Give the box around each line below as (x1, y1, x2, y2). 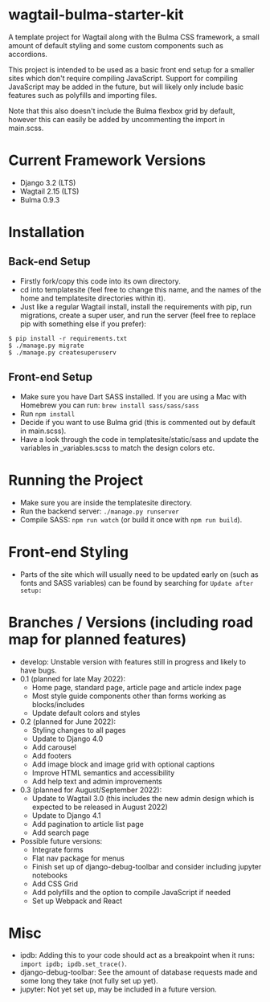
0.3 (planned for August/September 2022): (19, 785, 162, 795)
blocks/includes (31, 699, 85, 709)
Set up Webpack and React (31, 896, 123, 906)
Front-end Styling (8, 542, 129, 561)
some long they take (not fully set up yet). (19, 976, 158, 986)
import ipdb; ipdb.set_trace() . (19, 959, 127, 969)
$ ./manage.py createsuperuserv (8, 348, 117, 357)
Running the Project (8, 471, 144, 489)
